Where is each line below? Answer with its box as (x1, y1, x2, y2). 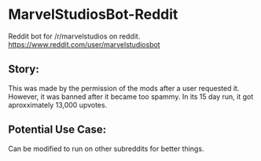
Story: (8, 63, 39, 76)
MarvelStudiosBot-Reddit (8, 5, 178, 24)
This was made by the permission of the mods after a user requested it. (8, 83, 240, 93)
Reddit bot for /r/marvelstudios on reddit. (8, 31, 141, 41)
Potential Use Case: (8, 123, 107, 137)
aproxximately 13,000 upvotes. (8, 100, 108, 109)
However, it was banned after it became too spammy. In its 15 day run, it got (8, 92, 254, 101)
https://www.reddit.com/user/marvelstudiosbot (8, 39, 160, 49)
